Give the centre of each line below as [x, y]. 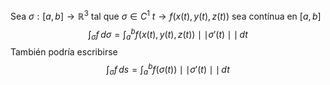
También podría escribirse [64, 52]
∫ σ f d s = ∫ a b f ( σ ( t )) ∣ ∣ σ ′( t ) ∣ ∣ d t [168, 70]
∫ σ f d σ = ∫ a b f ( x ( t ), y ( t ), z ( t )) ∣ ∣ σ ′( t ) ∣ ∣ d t [168, 34]
